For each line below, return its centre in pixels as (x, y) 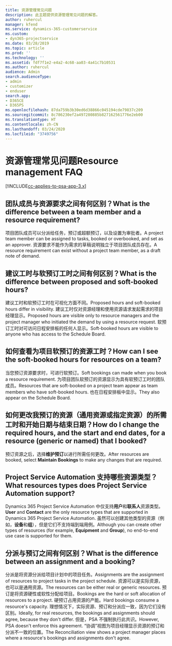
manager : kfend (21, 24)
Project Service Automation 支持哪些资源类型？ (81, 477)
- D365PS (15, 106)
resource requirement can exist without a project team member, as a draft (83, 251)
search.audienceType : (28, 77)
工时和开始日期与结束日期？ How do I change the (82, 425)
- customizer (19, 86)
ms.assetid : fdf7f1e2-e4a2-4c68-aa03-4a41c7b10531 (60, 62)
